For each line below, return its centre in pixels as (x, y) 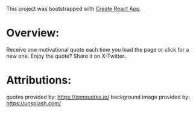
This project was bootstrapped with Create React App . (74, 9)
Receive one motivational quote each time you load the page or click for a (98, 49)
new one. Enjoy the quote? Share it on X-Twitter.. (67, 56)
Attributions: (39, 80)
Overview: (33, 33)
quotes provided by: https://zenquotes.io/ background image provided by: (98, 97)
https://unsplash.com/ (34, 103)
